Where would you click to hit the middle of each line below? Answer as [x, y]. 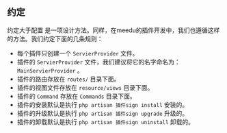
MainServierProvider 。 [50, 70]
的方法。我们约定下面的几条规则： [55, 38]
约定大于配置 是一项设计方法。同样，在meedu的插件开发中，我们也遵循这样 [113, 30]
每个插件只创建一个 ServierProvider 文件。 [78, 53]
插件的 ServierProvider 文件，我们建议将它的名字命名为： [99, 62]
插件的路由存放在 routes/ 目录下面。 [68, 79]
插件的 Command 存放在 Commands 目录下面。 [76, 96]
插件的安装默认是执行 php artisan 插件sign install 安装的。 [103, 104]
